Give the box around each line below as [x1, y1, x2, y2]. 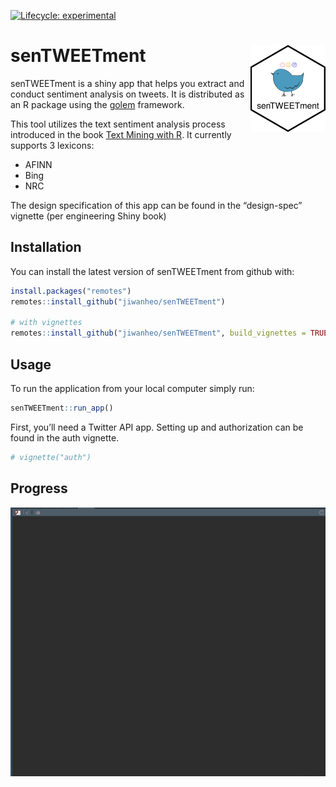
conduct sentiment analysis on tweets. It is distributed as [10, 88, 245, 100]
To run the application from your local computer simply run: [10, 382, 255, 394]
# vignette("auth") [10, 452, 92, 462]
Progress [10, 480, 68, 497]
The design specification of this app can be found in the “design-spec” [10, 199, 303, 211]
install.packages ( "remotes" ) [10, 286, 132, 296]
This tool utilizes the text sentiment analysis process [10, 118, 226, 130]
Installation [10, 239, 82, 256]
